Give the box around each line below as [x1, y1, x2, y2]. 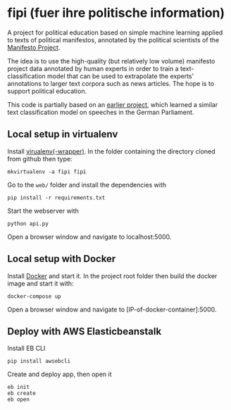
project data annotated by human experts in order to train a [7, 64, 179, 73]
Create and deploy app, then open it [7, 370, 112, 378]
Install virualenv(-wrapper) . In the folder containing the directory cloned [7, 147, 216, 156]
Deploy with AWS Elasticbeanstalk [7, 325, 162, 337]
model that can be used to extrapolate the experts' [46, 72, 194, 80]
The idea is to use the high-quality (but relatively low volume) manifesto [7, 56, 216, 65]
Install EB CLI [7, 344, 46, 353]
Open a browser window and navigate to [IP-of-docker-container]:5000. [7, 305, 217, 313]
